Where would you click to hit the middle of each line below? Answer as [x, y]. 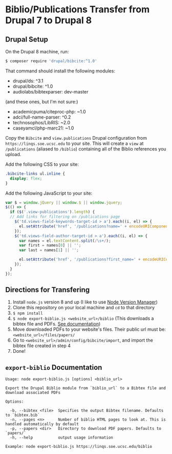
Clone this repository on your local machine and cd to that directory [84, 308]
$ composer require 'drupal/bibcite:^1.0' [51, 61]
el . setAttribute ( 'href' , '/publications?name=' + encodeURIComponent [94, 226]
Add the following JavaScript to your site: [49, 193]
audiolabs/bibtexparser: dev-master [50, 91]
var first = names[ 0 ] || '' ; [50, 245]
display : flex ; [26, 178]
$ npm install [28, 314]
